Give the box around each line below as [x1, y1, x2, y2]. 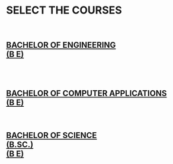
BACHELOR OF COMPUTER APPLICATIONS [6, 88, 167, 99]
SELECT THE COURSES [6, 4, 123, 17]
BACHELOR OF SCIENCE [6, 130, 97, 140]
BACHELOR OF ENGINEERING [6, 40, 116, 50]
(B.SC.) [6, 139, 34, 149]
